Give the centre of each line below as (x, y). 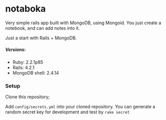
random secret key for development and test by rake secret (67, 112)
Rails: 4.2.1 (23, 67)
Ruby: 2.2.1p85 (28, 62)
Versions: (16, 49)
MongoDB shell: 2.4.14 (36, 73)
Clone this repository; (28, 97)
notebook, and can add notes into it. (43, 28)
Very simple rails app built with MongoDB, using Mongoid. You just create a (83, 23)
